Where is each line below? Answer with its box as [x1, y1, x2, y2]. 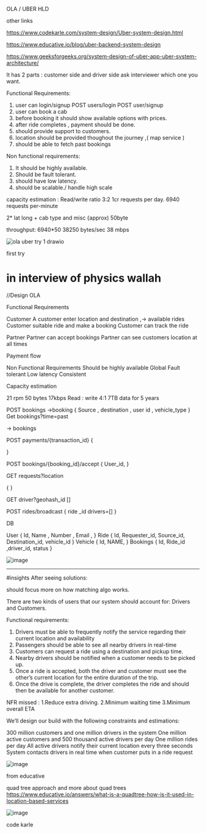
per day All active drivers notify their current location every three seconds [6, 742, 193, 749]
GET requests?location [6, 472, 64, 479]
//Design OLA [6, 291, 41, 299]
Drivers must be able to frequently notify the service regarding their [15, 628, 186, 635]
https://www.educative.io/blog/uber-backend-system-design [6, 41, 161, 48]
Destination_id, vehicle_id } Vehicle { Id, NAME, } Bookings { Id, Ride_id [6, 538, 185, 545]
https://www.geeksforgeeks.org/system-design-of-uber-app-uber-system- [6, 53, 197, 60]
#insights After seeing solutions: [6, 574, 88, 582]
